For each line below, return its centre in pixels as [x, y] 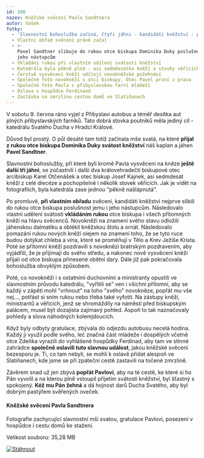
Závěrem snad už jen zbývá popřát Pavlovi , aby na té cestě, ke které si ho [99, 372]
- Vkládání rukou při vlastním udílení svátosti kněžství [87, 63]
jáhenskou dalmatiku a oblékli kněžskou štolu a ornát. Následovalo [89, 227]
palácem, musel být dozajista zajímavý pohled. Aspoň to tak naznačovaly [98, 310]
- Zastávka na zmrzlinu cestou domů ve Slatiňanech [79, 97]
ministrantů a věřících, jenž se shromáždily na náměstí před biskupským [96, 303]
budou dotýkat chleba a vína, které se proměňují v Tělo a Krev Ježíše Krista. [101, 240]
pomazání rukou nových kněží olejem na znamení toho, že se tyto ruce [95, 233]
